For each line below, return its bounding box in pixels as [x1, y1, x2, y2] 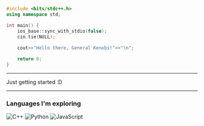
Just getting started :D [6, 78, 63, 85]
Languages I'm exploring [6, 99, 81, 108]
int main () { [6, 22, 39, 29]
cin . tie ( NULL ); [17, 33, 56, 40]
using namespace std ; [6, 11, 61, 18]
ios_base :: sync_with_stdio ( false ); [17, 28, 107, 34]
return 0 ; [17, 56, 42, 62]
